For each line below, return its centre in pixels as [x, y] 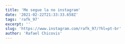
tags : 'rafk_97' [22, 19]
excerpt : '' [18, 24]
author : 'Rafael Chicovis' [34, 33]
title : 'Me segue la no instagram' [43, 10]
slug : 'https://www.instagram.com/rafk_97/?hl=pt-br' [64, 29]
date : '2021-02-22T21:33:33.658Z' [42, 15]
